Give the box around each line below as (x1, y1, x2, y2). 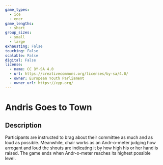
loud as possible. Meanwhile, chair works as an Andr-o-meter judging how (5, 139, 156, 145)
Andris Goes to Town (5, 101, 92, 113)
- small (9, 35, 26, 40)
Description (5, 121, 42, 130)
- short (9, 26, 26, 31)
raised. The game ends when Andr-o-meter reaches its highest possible (5, 150, 151, 156)
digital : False (5, 58, 36, 63)
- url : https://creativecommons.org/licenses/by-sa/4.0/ (9, 71, 129, 76)
